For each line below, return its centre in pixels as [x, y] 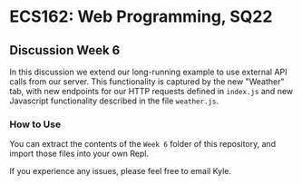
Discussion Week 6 [65, 50]
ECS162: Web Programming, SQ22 [141, 17]
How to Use [35, 124]
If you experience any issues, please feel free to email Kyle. [121, 171]
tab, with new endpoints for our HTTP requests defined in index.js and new [151, 91]
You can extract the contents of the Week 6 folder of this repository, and [143, 144]
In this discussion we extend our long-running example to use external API [148, 72]
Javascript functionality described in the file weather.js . [114, 101]
